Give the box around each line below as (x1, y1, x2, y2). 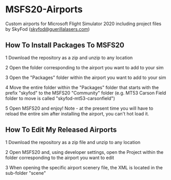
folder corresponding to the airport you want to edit (5, 154, 115, 161)
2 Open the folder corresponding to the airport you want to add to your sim (5, 64, 164, 70)
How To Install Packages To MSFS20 (5, 41, 125, 50)
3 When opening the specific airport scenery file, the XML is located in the (5, 164, 163, 170)
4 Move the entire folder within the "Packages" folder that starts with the (5, 84, 159, 90)
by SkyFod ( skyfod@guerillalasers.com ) (5, 26, 90, 32)
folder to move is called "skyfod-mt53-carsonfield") (5, 95, 116, 101)
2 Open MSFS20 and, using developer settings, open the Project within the (5, 149, 164, 155)
